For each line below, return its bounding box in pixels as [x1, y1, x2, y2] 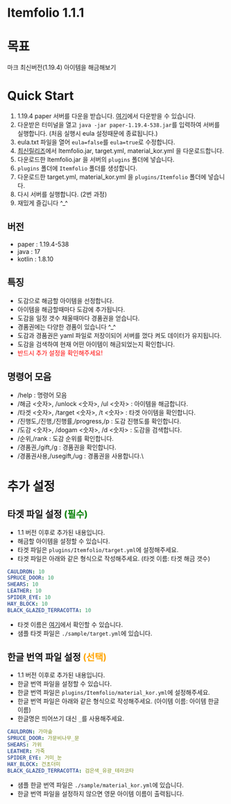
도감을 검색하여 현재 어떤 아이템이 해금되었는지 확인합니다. [17, 339, 176, 348]
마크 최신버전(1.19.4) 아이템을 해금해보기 [7, 63, 117, 72]
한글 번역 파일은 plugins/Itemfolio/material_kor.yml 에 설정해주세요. [17, 689, 210, 697]
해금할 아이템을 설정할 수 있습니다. [17, 537, 110, 545]
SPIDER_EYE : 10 [7, 594, 51, 601]
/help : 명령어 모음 [17, 391, 67, 399]
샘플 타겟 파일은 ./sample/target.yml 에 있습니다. [17, 629, 153, 637]
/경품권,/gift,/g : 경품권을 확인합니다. [17, 443, 117, 451]
